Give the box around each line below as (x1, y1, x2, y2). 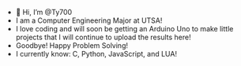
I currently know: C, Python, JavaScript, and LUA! (15, 49, 178, 58)
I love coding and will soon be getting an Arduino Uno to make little (15, 24, 234, 33)
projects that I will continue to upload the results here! (15, 32, 191, 42)
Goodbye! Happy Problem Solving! (15, 41, 129, 50)
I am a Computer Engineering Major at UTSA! (15, 16, 163, 25)
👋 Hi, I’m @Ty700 (15, 8, 73, 16)
